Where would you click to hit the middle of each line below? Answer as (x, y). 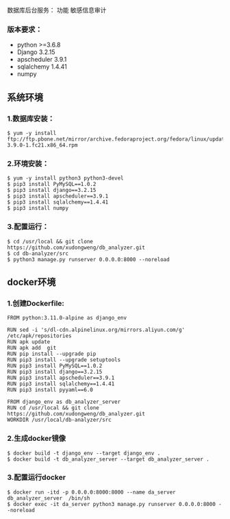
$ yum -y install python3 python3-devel (66, 178)
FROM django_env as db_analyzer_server (64, 402)
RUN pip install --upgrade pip (52, 354)
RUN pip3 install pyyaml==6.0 (50, 390)
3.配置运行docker (37, 477)
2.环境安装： (28, 163)
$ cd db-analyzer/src (38, 253)
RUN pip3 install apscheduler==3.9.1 (61, 378)
